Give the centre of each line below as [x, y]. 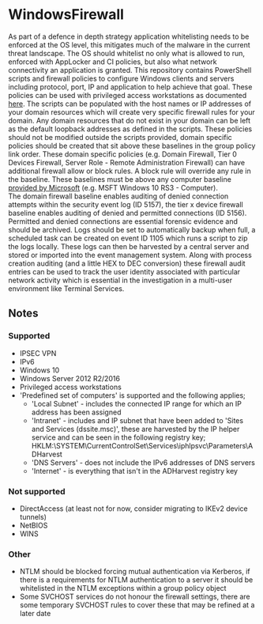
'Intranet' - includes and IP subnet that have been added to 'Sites [137, 420]
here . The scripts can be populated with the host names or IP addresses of [130, 104]
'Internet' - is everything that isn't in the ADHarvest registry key [135, 471]
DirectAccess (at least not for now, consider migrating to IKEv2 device [134, 509]
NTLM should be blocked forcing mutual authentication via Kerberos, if [135, 572]
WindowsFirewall [66, 15]
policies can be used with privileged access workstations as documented [128, 95]
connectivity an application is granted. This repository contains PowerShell [130, 70]
